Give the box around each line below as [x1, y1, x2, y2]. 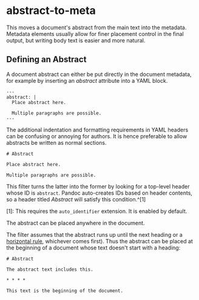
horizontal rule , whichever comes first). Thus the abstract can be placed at [6, 237, 193, 245]
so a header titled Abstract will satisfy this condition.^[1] [6, 195, 146, 203]
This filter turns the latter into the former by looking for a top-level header [6, 183, 190, 190]
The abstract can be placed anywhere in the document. [6, 219, 145, 226]
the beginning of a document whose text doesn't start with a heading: [6, 244, 181, 251]
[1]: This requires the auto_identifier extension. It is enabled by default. [6, 208, 187, 215]
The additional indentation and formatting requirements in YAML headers [6, 126, 189, 133]
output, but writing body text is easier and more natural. [6, 37, 146, 44]
